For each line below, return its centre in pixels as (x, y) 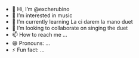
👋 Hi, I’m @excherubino (41, 9)
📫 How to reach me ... (39, 35)
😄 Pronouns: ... (31, 43)
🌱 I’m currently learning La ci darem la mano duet (72, 22)
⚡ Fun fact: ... (28, 50)
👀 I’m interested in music (42, 15)
